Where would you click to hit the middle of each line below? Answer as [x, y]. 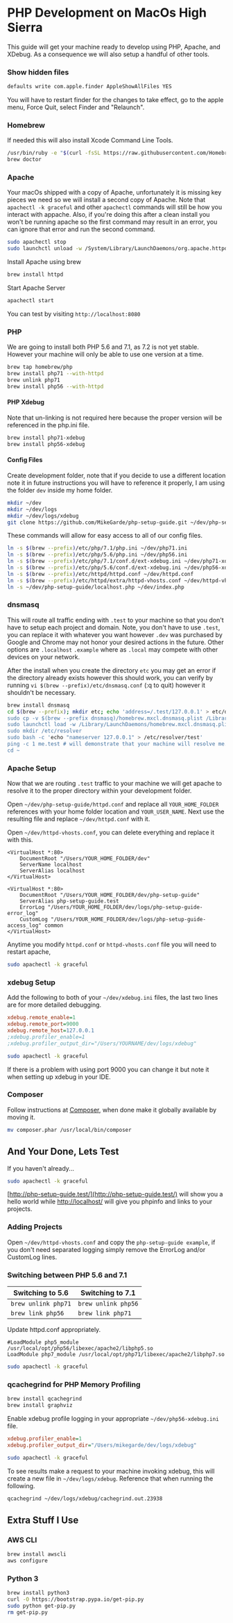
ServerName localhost [51, 865]
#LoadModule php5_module [43, 1342]
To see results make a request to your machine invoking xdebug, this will [111, 1471]
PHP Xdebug [26, 402]
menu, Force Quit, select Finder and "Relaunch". [76, 107]
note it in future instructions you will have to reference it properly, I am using [116, 483]
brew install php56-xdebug [46, 444]
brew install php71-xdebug [46, 438]
